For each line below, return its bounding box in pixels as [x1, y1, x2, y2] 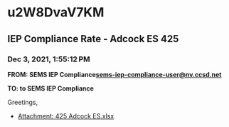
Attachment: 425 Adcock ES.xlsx [17, 111, 114, 120]
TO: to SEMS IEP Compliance [7, 83, 95, 93]
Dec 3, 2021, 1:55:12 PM [7, 54, 90, 64]
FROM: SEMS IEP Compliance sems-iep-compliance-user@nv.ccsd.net [7, 70, 222, 78]
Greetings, [7, 98, 38, 106]
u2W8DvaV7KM [7, 4, 105, 21]
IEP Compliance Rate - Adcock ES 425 [7, 33, 179, 45]
